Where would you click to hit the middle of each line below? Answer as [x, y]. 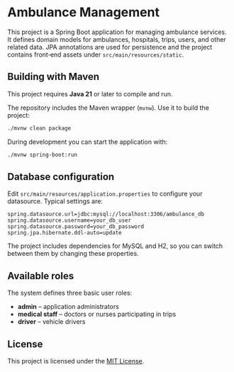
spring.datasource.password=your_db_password [76, 227]
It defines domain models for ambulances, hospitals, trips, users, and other [117, 39]
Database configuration [61, 177]
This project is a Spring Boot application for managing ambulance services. [117, 32]
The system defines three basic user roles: [70, 293]
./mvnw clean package [39, 128]
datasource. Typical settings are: [55, 201]
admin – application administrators [68, 307]
